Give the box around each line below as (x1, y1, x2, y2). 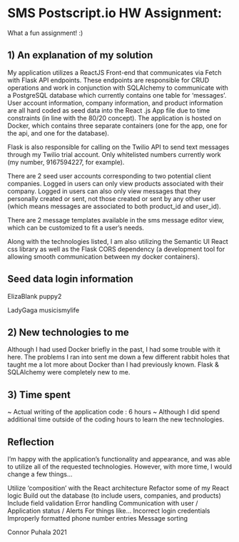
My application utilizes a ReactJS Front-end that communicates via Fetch (7, 68, 223, 76)
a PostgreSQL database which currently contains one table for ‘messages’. (7, 91, 227, 99)
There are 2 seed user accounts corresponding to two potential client (7, 171, 212, 180)
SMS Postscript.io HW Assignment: (7, 5, 223, 21)
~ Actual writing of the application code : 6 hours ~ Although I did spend (7, 408, 220, 416)
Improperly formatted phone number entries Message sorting (7, 514, 188, 522)
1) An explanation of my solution (7, 49, 153, 61)
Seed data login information (7, 273, 133, 285)
